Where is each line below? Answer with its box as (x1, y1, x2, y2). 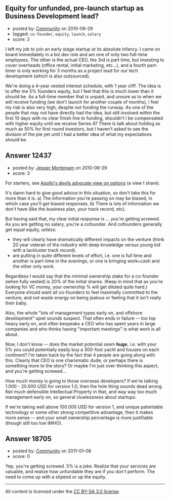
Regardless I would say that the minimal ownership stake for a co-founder (5, 273, 159, 279)
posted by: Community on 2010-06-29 (12, 25, 93, 31)
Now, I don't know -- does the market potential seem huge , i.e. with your (5, 341, 157, 347)
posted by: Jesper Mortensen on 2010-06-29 (12, 165, 107, 171)
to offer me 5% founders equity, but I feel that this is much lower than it (5, 88, 154, 94)
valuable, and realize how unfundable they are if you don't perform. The (5, 469, 155, 475)
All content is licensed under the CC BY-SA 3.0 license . (5, 488, 120, 494)
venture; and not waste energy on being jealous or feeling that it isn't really (5, 294, 161, 300)
